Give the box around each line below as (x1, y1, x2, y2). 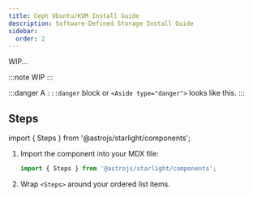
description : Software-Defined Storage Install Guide (8, 19, 195, 28)
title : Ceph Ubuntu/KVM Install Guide (8, 11, 139, 20)
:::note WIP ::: (8, 72, 54, 82)
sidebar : (8, 27, 38, 35)
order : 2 (15, 34, 45, 43)
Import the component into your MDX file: (19, 149, 160, 159)
